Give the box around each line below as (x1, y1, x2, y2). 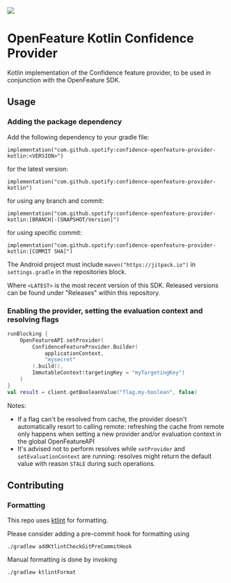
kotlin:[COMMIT (7, 248, 51, 255)
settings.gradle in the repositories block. (7, 267, 127, 275)
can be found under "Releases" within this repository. (7, 288, 161, 296)
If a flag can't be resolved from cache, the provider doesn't (17, 415, 187, 423)
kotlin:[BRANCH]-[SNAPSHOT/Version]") (7, 216, 120, 223)
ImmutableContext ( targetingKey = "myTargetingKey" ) (32, 370, 186, 377)
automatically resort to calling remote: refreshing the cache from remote (17, 422, 225, 430)
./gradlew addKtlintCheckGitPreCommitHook (7, 543, 132, 550)
